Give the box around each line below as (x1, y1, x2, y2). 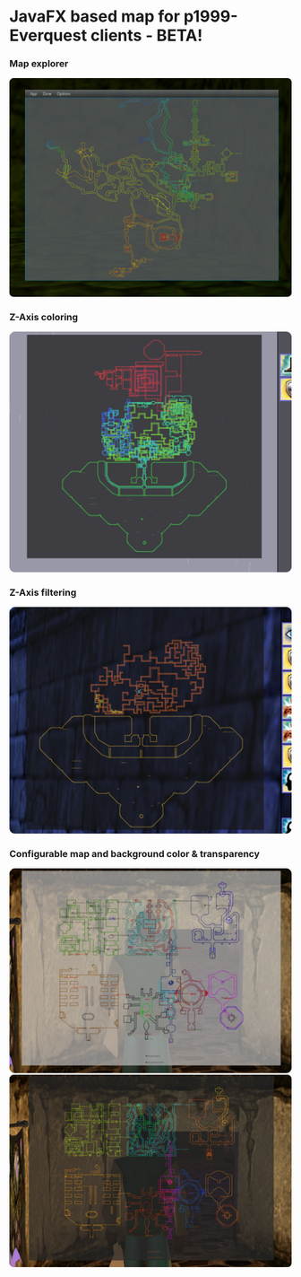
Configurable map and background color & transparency (9, 847, 260, 860)
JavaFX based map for (9, 6, 181, 27)
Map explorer (9, 57, 69, 70)
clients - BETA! (90, 25, 203, 46)
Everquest (9, 25, 88, 46)
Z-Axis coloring (9, 311, 79, 323)
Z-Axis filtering (9, 586, 77, 599)
